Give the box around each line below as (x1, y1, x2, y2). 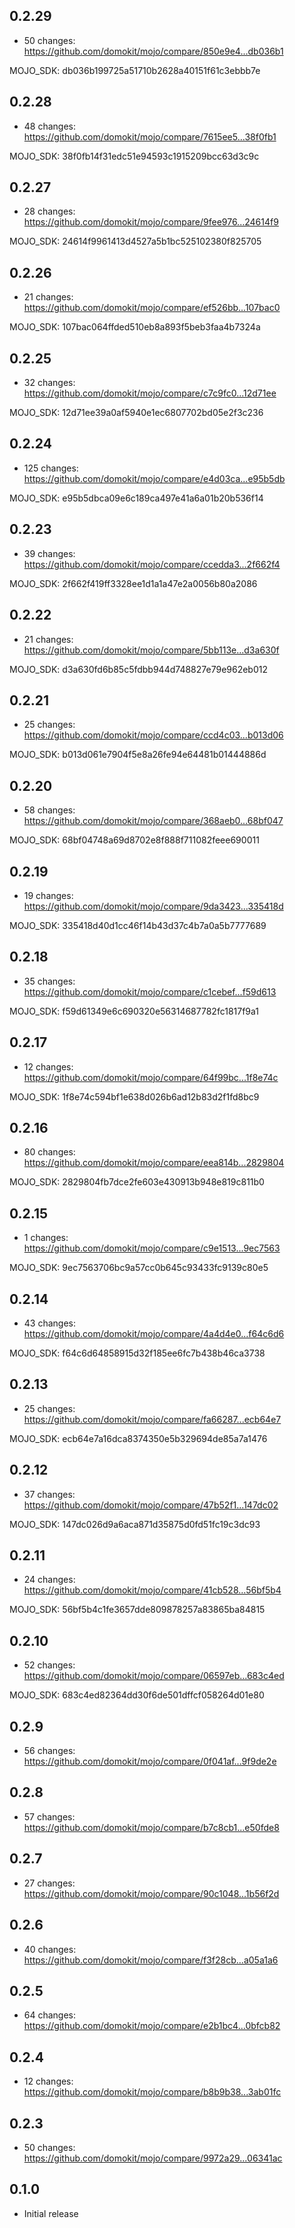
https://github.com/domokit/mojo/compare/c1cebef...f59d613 (23, 985, 277, 998)
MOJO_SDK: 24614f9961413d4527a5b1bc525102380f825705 (9, 235, 262, 248)
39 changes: (23, 547, 76, 559)
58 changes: (23, 804, 76, 816)
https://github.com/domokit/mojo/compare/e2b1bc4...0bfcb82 (23, 2020, 281, 2032)
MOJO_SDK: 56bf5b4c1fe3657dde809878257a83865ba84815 (9, 1604, 266, 1616)
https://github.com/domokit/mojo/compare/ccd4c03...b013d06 (23, 729, 284, 741)
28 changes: (23, 205, 76, 218)
